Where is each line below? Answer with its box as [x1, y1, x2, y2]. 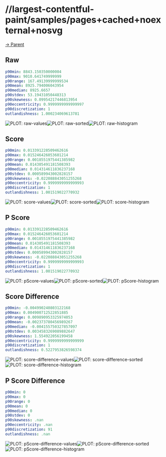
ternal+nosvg [5, 25, 63, 36]
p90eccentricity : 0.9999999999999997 [5, 102, 84, 107]
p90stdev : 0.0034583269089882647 [5, 329, 75, 334]
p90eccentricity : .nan [5, 422, 53, 427]
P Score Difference [5, 376, 65, 385]
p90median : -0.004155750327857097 [5, 324, 78, 329]
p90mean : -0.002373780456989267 [5, 320, 73, 325]
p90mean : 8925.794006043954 [5, 83, 64, 88]
